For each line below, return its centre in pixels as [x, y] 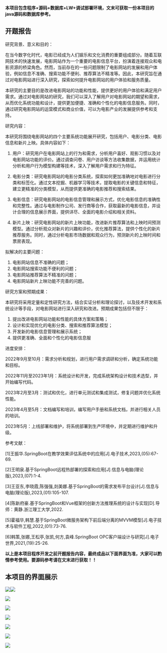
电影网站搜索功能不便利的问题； [45, 268]
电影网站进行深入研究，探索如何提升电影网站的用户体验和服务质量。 [83, 80]
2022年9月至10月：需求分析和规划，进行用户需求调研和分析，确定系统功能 [82, 359]
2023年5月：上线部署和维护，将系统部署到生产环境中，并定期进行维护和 [79, 426]
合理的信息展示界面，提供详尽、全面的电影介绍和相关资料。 [78, 212]
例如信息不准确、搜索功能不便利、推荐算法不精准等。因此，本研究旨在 [85, 73]
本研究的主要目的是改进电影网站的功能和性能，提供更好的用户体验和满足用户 [83, 90]
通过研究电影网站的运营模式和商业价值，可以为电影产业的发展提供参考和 [79, 109]
